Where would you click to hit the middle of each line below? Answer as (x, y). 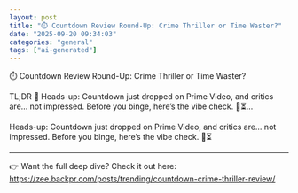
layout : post (33, 17)
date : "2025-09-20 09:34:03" (63, 34)
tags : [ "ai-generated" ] (53, 50)
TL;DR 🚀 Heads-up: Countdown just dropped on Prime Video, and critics (141, 96)
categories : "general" (51, 42)
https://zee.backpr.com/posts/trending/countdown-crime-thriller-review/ (142, 179)
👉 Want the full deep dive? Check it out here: (93, 166)
